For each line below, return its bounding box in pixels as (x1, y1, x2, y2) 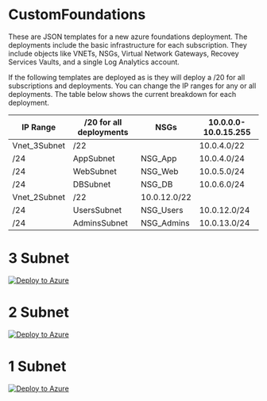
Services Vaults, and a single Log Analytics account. (8, 57, 180, 67)
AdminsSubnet (72, 217, 129, 228)
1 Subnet (8, 357, 67, 375)
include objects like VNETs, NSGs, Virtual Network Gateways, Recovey (8, 48, 240, 58)
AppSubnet (72, 152, 115, 164)
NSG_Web (140, 165, 179, 176)
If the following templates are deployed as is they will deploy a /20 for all (8, 72, 246, 82)
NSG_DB (140, 179, 173, 190)
